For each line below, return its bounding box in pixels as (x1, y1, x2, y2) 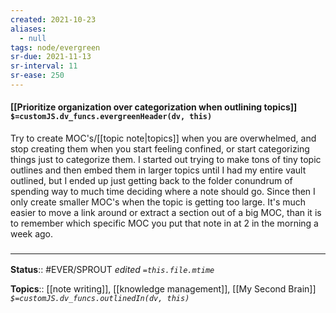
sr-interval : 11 (10, 61, 78, 71)
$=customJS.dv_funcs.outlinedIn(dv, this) (10, 294, 190, 304)
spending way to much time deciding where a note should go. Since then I (10, 186, 316, 198)
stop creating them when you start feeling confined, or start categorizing (10, 143, 310, 155)
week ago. (10, 228, 54, 240)
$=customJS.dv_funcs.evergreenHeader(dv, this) (10, 112, 213, 122)
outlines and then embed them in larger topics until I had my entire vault (10, 164, 307, 176)
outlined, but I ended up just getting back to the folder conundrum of (10, 175, 293, 187)
